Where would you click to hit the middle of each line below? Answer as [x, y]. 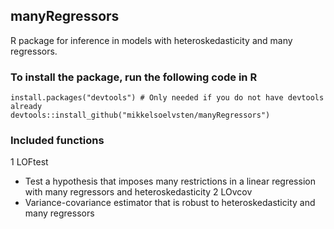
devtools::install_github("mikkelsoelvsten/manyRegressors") [140, 115]
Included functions [57, 141]
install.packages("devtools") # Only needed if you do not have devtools [167, 98]
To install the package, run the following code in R [134, 77]
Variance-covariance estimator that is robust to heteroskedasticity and [170, 203]
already [26, 107]
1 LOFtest [29, 162]
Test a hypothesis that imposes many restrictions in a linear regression [170, 181]
